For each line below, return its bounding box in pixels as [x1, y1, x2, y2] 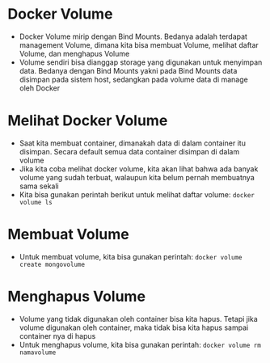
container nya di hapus [19, 331, 96, 340]
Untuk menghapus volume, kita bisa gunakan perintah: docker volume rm [19, 340, 262, 349]
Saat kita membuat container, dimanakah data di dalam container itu [19, 138, 246, 148]
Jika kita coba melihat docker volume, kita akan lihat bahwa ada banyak [19, 163, 259, 174]
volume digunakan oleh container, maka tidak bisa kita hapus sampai [19, 323, 249, 332]
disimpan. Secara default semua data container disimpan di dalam [19, 146, 240, 156]
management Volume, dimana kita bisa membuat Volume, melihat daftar [19, 40, 259, 49]
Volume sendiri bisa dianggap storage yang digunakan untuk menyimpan [19, 57, 263, 67]
